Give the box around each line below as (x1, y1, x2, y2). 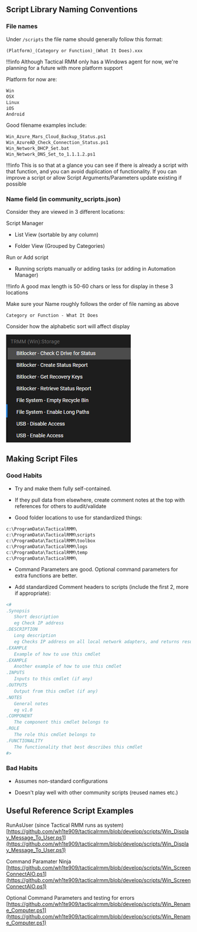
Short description (13, 614, 59, 620)
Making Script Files (6, 454, 78, 464)
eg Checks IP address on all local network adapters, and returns (13, 638, 180, 645)
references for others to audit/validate (14, 502, 107, 510)
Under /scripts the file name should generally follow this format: (6, 35, 163, 43)
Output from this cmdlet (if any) (13, 688, 98, 694)
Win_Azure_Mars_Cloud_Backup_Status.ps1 (6, 133, 107, 140)
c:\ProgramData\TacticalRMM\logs (6, 543, 88, 550)
